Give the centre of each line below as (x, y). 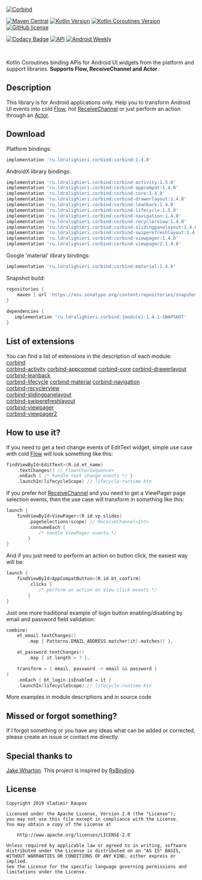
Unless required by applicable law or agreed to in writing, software (96, 845)
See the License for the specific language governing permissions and (96, 866)
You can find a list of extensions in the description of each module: (89, 356)
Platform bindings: (29, 148)
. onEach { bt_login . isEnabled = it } (64, 680)
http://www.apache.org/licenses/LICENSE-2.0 (74, 835)
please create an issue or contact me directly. (63, 737)
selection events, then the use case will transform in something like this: (95, 499)
